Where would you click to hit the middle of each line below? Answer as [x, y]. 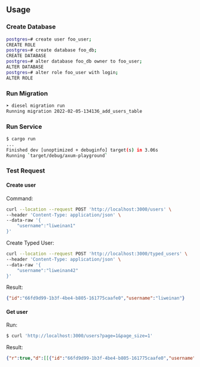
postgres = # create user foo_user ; [49, 39]
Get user [17, 312]
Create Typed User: [30, 243]
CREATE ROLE [21, 45]
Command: [20, 198]
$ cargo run [21, 139]
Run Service [24, 127]
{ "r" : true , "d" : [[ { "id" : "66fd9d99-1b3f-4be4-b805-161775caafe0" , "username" [101, 358]
